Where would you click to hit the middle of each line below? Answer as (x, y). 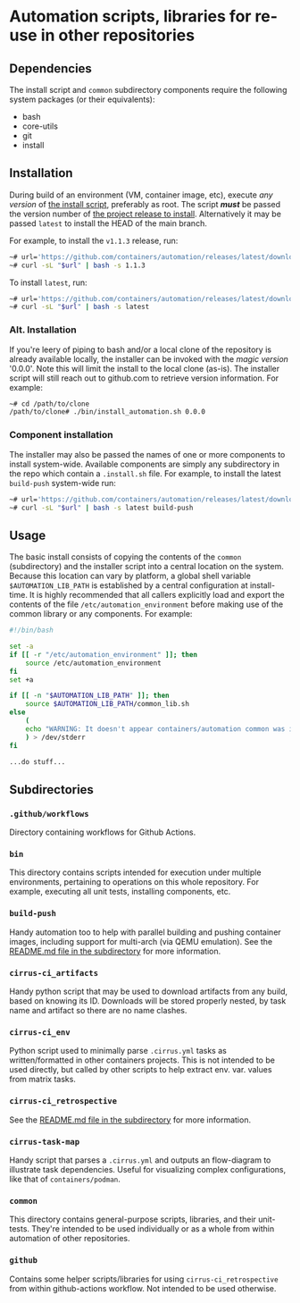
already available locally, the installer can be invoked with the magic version (149, 358)
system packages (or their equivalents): (82, 99)
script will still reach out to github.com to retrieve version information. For (144, 378)
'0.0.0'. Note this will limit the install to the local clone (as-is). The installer (145, 368)
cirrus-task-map (45, 1142)
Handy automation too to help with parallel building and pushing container (145, 932)
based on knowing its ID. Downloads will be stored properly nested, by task (148, 1001)
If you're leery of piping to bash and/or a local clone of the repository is (141, 349)
